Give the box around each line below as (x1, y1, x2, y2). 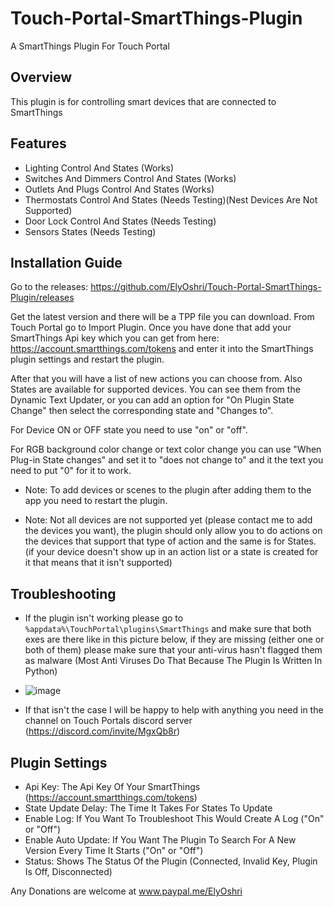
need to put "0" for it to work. (10, 465, 132, 477)
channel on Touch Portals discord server (24, 715, 193, 727)
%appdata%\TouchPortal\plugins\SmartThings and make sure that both (24, 623, 312, 635)
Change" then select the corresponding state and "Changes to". (10, 405, 274, 417)
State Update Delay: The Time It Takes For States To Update (24, 802, 273, 814)
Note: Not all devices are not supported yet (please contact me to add (24, 514, 313, 526)
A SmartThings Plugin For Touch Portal (10, 40, 170, 52)
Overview (10, 69, 73, 86)
